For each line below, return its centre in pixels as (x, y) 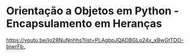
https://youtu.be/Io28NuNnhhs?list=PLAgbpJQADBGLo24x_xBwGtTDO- (95, 40)
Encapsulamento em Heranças (84, 24)
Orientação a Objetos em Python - (93, 11)
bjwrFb (15, 46)
